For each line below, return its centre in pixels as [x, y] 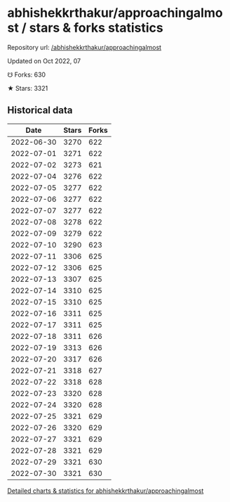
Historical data [40, 110]
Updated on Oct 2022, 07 [44, 60]
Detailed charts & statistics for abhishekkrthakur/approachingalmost [106, 491]
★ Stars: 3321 [28, 88]
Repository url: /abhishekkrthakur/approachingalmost [84, 47]
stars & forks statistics [96, 28]
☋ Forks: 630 [27, 75]
